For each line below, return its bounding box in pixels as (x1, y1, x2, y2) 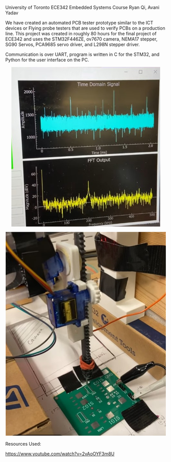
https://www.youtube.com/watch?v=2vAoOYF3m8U (5, 451, 115, 457)
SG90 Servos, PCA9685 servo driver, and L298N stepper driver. (5, 41, 140, 48)
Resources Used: (5, 441, 42, 447)
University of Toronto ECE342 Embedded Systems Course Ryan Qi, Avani (5, 5, 160, 10)
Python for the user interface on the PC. (5, 57, 89, 63)
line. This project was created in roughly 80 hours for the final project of (5, 31, 157, 36)
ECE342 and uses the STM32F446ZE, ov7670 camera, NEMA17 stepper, (5, 36, 158, 42)
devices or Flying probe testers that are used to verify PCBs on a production (5, 25, 165, 31)
